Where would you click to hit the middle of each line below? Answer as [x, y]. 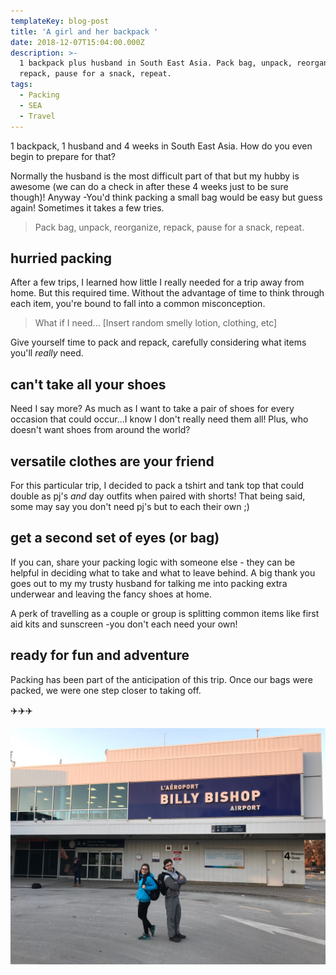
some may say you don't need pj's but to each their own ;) [130, 506]
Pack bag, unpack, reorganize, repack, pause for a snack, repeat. [169, 227]
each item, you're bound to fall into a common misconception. [138, 304]
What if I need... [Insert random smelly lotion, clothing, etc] [156, 323]
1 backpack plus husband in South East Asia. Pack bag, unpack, [156, 63]
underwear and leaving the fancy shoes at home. [111, 594]
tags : [21, 85]
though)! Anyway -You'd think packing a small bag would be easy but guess [166, 197]
